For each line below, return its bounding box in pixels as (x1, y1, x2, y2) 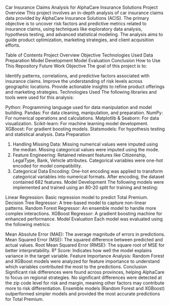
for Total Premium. (5, 296, 44, 302)
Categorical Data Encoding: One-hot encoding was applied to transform (12, 168, 163, 174)
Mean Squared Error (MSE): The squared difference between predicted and (5, 237, 163, 242)
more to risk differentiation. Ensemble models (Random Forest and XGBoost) (5, 285, 165, 291)
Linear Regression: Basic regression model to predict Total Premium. (5, 194, 149, 200)
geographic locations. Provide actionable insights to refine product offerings (5, 84, 165, 90)
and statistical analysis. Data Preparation (5, 131, 90, 137)
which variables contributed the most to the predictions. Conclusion (5, 264, 147, 269)
